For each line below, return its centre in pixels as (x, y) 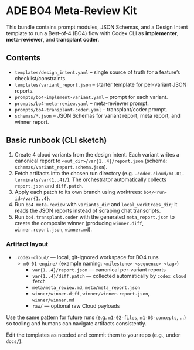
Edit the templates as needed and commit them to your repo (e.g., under (93, 335)
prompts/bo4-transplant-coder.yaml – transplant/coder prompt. (91, 109)
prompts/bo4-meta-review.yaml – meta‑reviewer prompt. (82, 103)
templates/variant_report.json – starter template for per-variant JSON (101, 84)
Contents (23, 58)
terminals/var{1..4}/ (41, 180)
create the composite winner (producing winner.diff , (79, 223)
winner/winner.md (53, 300)
